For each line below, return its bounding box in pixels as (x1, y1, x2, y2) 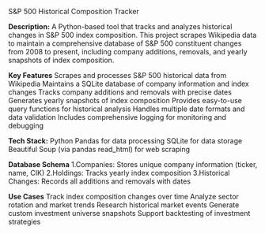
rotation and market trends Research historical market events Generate (8, 200, 240, 210)
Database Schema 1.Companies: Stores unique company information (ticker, (8, 160, 258, 169)
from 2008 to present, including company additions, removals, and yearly (8, 47, 248, 56)
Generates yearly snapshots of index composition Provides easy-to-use (8, 96, 243, 105)
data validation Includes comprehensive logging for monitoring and (8, 113, 227, 121)
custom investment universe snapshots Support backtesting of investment (8, 209, 251, 217)
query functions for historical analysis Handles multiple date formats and (8, 104, 245, 113)
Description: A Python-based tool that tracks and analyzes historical (8, 22, 233, 31)
